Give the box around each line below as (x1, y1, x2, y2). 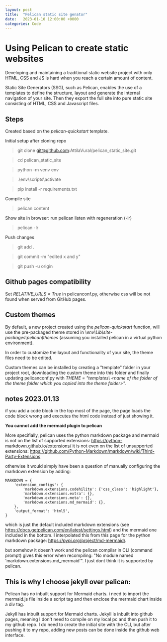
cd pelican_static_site (17, 157, 62, 163)
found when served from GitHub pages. (5, 296, 86, 302)
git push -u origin (17, 263, 53, 269)
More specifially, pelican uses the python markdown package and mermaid (5, 432, 159, 438)
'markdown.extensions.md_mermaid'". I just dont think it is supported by (5, 558, 154, 564)
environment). (5, 340, 34, 346)
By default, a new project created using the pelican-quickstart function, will (5, 324, 160, 330)
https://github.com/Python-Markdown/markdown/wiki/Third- (29, 448, 155, 454)
